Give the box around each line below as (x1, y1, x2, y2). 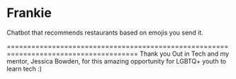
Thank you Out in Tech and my (140, 49, 230, 58)
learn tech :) (6, 64, 43, 73)
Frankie (6, 5, 52, 21)
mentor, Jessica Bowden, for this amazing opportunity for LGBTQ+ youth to (6, 56, 227, 65)
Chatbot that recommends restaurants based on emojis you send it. (6, 28, 203, 37)
